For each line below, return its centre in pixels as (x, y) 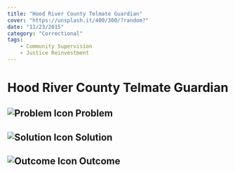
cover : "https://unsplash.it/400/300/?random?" (78, 20)
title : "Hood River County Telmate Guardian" (75, 14)
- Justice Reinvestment (55, 53)
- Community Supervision (56, 46)
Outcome (100, 161)
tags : (15, 40)
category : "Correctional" (45, 33)
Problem (94, 113)
